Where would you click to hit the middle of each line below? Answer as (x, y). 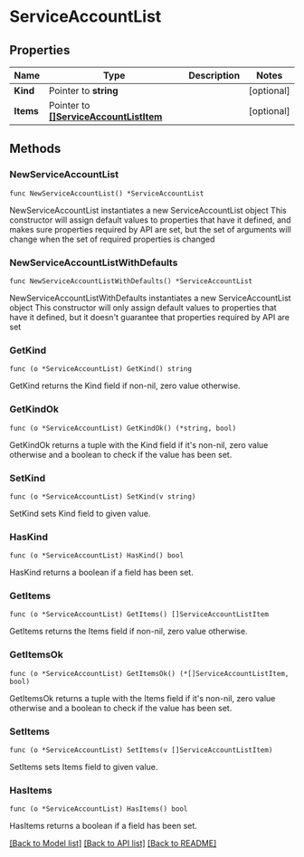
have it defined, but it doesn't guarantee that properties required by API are (149, 317)
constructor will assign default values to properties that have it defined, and (150, 220)
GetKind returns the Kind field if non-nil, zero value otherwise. (125, 386)
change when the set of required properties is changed (112, 239)
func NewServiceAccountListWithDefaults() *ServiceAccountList (131, 281)
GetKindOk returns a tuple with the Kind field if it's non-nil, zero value (139, 444)
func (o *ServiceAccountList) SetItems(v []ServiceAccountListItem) (141, 750)
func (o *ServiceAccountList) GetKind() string (101, 369)
